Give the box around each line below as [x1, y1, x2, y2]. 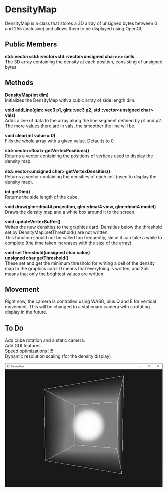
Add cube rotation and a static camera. [5, 337, 86, 343]
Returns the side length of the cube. [5, 194, 79, 200]
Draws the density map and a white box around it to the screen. [5, 209, 136, 215]
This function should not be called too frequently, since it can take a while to [5, 234, 162, 240]
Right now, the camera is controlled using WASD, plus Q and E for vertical [5, 298, 156, 304]
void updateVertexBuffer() [5, 218, 61, 224]
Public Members [5, 40, 57, 49]
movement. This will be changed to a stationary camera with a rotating [5, 304, 150, 310]
